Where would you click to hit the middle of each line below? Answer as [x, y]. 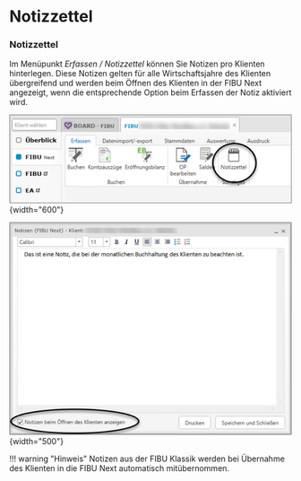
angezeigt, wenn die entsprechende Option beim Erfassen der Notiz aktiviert [150, 92]
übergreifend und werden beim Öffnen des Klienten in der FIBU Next [136, 83]
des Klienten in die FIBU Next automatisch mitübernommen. [120, 468]
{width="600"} [37, 209]
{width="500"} [37, 442]
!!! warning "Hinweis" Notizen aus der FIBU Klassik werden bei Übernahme [147, 459]
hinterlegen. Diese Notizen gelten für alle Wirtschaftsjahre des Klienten [140, 74]
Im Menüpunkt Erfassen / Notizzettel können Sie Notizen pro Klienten [138, 64]
